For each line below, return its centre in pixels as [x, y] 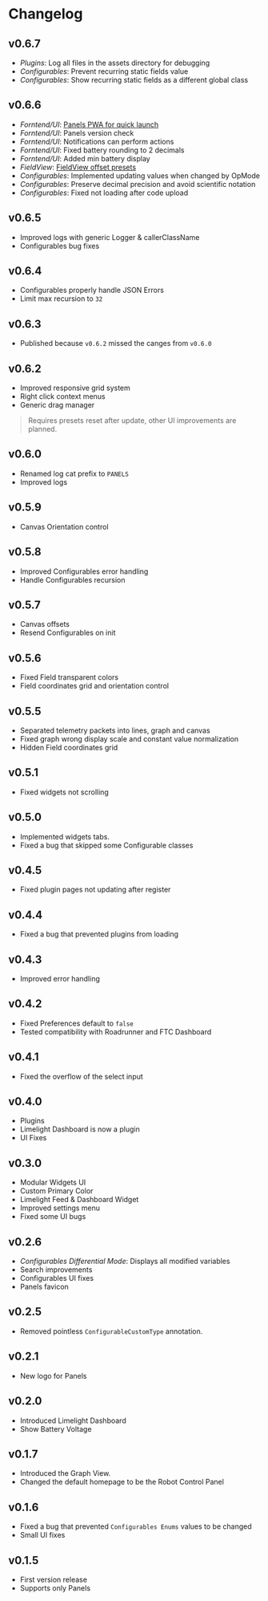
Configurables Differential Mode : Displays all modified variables [125, 1262]
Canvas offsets [45, 624]
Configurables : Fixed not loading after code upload [104, 193]
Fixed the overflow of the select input [82, 1076]
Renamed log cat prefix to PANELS [74, 473]
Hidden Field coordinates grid [69, 747]
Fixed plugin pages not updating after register [95, 890]
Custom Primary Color [56, 1191]
